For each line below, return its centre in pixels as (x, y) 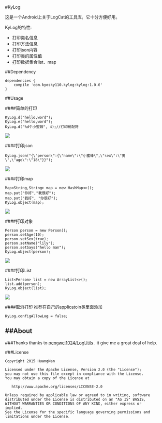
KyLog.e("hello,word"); (29, 122)
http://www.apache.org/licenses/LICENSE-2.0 (57, 387)
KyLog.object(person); (28, 252)
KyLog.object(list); (26, 288)
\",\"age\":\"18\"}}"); (29, 160)
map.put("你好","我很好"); (30, 193)
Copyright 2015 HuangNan (30, 361)
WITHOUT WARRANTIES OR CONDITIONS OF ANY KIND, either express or (73, 404)
